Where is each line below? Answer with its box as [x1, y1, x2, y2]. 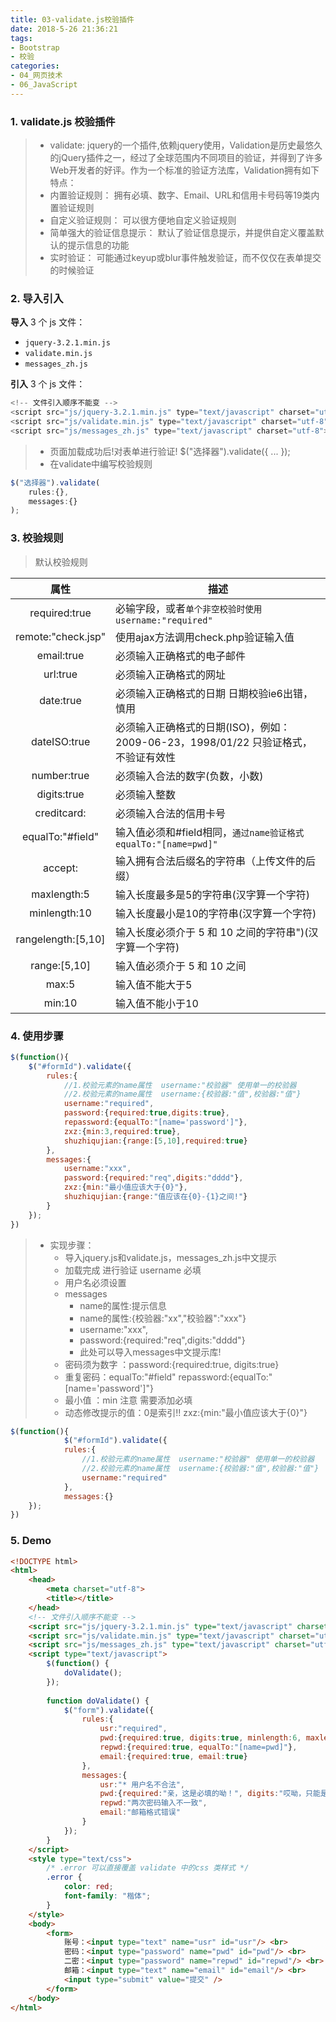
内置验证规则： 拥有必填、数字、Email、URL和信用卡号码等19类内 [49, 189, 320, 201]
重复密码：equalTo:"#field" [64, 1371, 177, 1383]
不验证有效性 [115, 750, 177, 764]
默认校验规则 [34, 556, 88, 568]
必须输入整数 [115, 787, 177, 801]
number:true [31, 768, 90, 782]
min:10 [43, 996, 78, 1010]
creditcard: [34, 806, 87, 820]
